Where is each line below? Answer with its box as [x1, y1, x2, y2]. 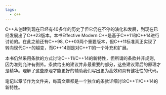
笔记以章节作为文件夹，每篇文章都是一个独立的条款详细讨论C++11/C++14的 [5, 78, 158, 84]
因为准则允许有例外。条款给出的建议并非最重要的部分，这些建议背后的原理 [5, 61, 157, 67]
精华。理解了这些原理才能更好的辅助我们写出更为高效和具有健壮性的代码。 [9, 67, 161, 73]
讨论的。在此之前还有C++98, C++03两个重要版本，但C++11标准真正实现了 [5, 38, 157, 45]
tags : [5, 7, 16, 12]
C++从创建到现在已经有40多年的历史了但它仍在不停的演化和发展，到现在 [5, 26, 154, 32]
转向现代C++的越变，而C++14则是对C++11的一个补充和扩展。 [5, 45, 131, 50]
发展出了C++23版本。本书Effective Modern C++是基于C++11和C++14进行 [9, 32, 160, 38]
